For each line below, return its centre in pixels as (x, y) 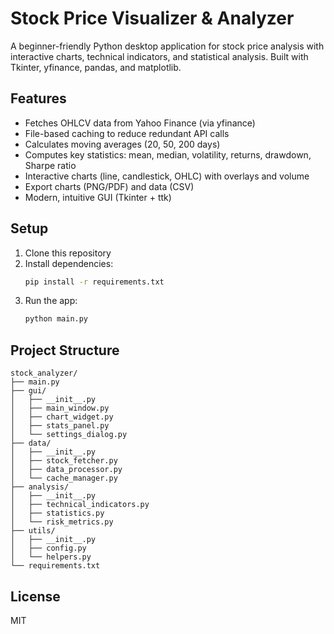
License (35, 596)
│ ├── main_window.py (60, 408)
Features (38, 98)
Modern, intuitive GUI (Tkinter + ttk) (98, 197)
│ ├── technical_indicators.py (80, 505)
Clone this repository (68, 253)
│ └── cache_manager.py (64, 478)
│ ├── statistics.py (57, 513)
